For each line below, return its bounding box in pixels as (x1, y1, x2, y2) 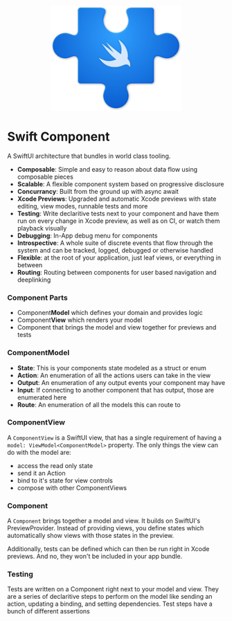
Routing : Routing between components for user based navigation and (17, 268, 217, 276)
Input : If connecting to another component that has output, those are (17, 386, 215, 394)
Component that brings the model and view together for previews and (17, 323, 217, 332)
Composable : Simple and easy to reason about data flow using (17, 165, 198, 173)
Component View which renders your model (17, 316, 143, 324)
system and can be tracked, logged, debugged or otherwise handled (17, 246, 213, 254)
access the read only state (17, 461, 93, 469)
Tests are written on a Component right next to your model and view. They (7, 585, 220, 593)
